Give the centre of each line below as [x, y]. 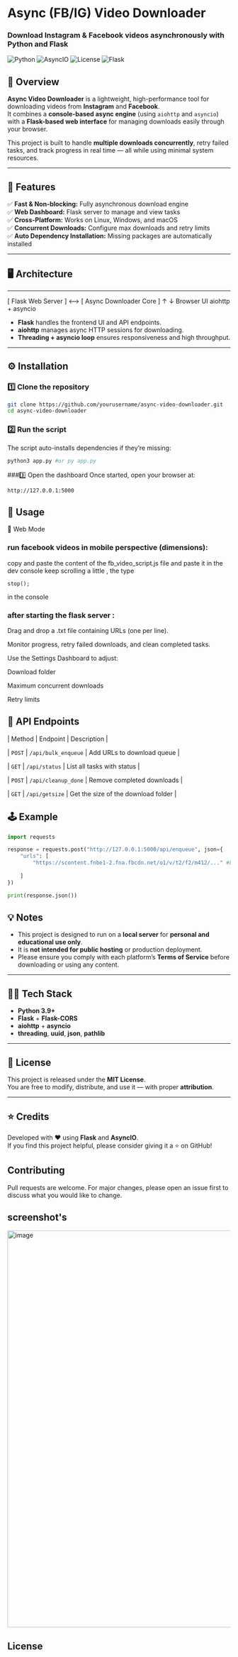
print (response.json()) [42, 896]
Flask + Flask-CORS [47, 1018]
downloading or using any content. [68, 965]
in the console [28, 597]
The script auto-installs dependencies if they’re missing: [89, 448]
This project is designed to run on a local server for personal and [114, 935]
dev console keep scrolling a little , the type [71, 571]
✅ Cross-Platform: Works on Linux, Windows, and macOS [93, 220]
